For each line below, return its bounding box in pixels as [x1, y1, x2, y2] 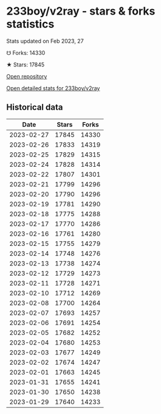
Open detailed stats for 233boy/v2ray [6, 84, 100, 92]
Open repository [6, 72, 47, 80]
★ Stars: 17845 [6, 61, 45, 68]
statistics [6, 17, 55, 31]
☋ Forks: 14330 [6, 49, 46, 56]
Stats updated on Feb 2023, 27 [6, 37, 84, 44]
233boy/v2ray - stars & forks [6, 4, 156, 18]
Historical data [6, 102, 63, 113]
